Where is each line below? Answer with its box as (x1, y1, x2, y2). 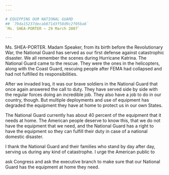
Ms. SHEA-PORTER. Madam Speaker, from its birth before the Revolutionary (5, 44, 163, 51)
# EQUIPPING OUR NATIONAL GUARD (5, 16, 73, 22)
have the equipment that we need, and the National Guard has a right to (5, 123, 154, 129)
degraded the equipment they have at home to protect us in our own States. (5, 102, 163, 109)
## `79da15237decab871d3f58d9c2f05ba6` (5, 21, 89, 26)
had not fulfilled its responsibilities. (5, 71, 78, 77)
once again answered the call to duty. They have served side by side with (5, 86, 158, 93)
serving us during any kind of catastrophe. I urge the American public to (5, 149, 155, 155)
